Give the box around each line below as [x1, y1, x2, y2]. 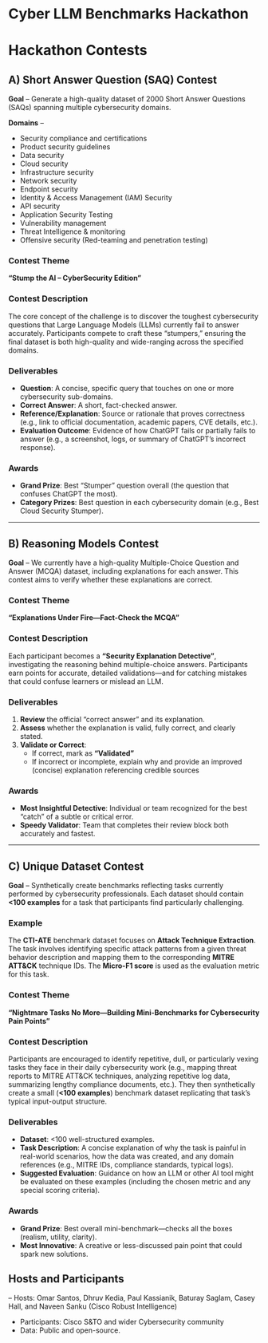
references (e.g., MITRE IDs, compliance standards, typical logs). [19, 1160, 234, 1170]
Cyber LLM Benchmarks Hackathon [8, 5, 249, 23]
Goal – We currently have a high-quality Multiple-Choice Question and [8, 558, 239, 567]
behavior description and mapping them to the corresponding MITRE [8, 953, 235, 962]
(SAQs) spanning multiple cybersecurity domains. [8, 103, 171, 113]
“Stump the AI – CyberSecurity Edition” [8, 273, 142, 283]
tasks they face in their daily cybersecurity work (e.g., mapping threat [8, 1063, 238, 1072]
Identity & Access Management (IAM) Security [19, 193, 173, 203]
